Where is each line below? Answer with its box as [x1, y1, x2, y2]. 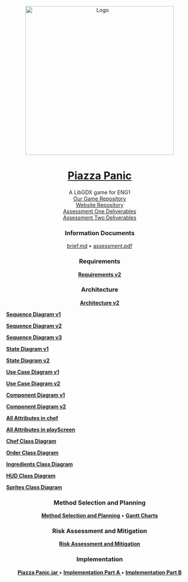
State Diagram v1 [6, 345, 49, 352]
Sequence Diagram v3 [6, 333, 62, 341]
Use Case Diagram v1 [6, 368, 59, 376]
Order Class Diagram [6, 449, 59, 456]
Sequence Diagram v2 [6, 322, 62, 329]
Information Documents [64, 229, 135, 237]
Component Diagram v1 [6, 391, 65, 398]
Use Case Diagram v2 [6, 380, 60, 387]
